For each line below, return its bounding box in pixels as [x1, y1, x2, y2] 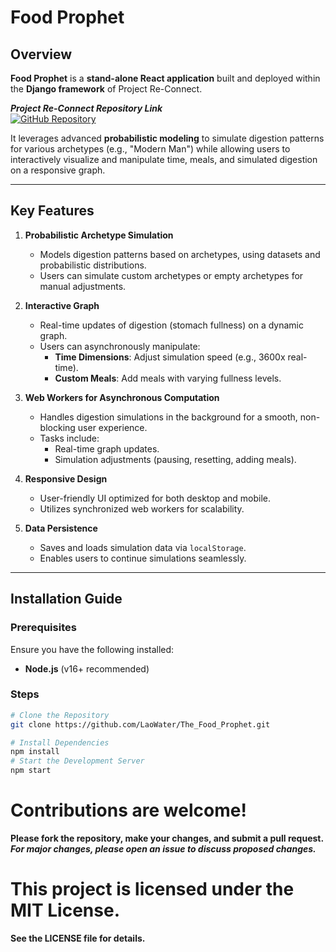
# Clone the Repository [10, 710, 110, 720]
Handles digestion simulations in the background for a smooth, [39, 411, 298, 423]
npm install [10, 747, 60, 757]
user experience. [77, 421, 148, 433]
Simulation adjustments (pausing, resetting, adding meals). [54, 453, 297, 465]
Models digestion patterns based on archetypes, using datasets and [39, 248, 321, 260]
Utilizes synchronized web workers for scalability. [39, 502, 245, 515]
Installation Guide [10, 591, 123, 608]
